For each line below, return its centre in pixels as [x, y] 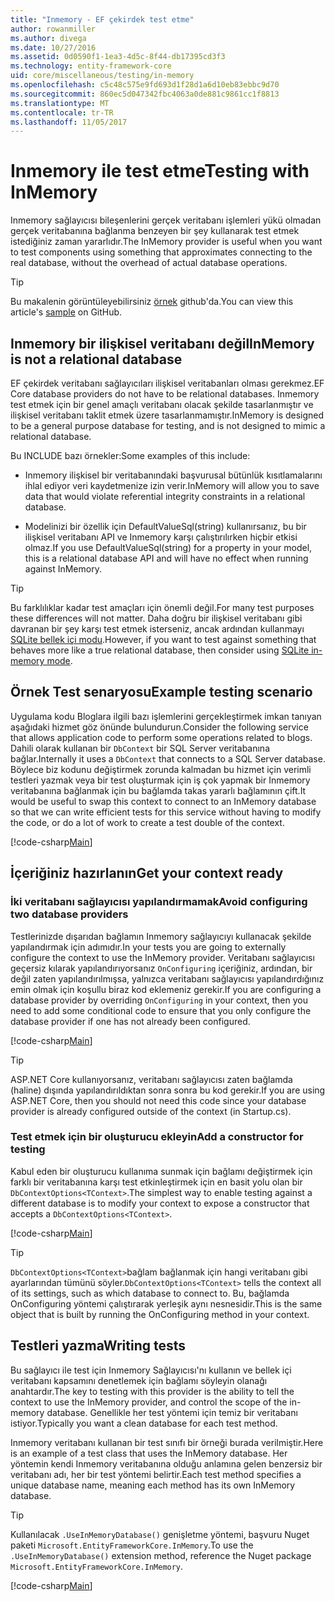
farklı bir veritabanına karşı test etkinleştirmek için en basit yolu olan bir [156, 1182]
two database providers [69, 914]
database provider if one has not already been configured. [130, 1021]
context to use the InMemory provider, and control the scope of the [149, 1402]
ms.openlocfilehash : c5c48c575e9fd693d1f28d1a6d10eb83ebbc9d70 [145, 85]
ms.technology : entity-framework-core [91, 66]
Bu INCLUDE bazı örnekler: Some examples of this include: [130, 455]
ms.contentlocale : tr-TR [62, 112]
